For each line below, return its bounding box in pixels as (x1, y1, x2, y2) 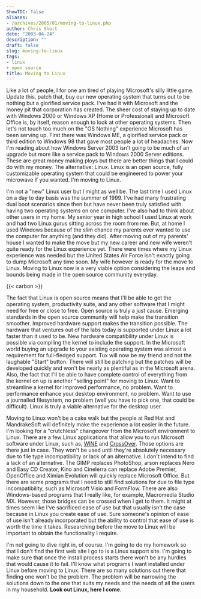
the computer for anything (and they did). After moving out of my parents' (6, 233, 188, 240)
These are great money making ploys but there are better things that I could (6, 157, 193, 164)
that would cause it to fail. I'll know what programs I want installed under (6, 561, 185, 568)
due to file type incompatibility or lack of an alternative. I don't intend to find (6, 453, 194, 460)
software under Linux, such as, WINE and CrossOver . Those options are (6, 440, 184, 447)
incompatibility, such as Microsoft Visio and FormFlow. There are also (6, 485, 178, 492)
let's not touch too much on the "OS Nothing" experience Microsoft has (6, 125, 183, 132)
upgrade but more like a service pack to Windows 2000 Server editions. (6, 151, 184, 158)
